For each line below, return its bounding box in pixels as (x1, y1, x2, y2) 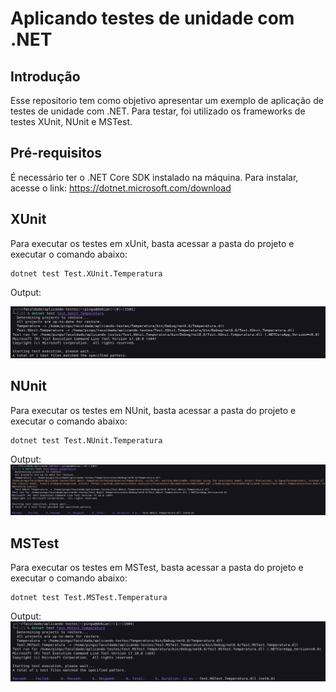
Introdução (10, 68, 81, 85)
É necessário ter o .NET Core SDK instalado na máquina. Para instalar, (10, 171, 299, 183)
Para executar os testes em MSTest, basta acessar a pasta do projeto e (10, 562, 304, 574)
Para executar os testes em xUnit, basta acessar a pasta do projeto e (10, 237, 295, 249)
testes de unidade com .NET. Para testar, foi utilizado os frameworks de (10, 105, 306, 117)
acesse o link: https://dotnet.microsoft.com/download (10, 182, 232, 194)
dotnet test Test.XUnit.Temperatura (10, 268, 163, 279)
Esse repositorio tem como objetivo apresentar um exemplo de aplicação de (10, 95, 324, 106)
